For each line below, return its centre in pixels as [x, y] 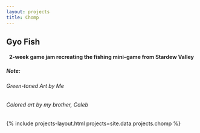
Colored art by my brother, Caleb [47, 105]
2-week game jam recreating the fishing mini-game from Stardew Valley [102, 57]
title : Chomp [23, 17]
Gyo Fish [23, 42]
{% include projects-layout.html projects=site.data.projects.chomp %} [94, 123]
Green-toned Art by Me [35, 86]
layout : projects [28, 12]
